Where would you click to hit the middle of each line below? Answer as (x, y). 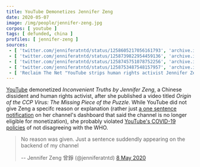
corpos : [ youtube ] (32, 28)
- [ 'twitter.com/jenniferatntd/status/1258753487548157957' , (87, 67)
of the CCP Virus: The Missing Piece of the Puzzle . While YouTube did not (97, 103)
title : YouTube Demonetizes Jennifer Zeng (60, 12)
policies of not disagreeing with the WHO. (57, 128)
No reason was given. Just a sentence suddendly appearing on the (103, 139)
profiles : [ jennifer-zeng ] (42, 39)
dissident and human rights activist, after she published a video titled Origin (99, 96)
